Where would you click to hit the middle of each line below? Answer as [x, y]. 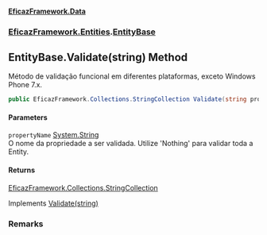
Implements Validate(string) [54, 203]
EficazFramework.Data [47, 11]
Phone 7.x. [25, 85]
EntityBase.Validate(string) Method [98, 57]
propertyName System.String [54, 135]
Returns [22, 170]
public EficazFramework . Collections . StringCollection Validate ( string [128, 99]
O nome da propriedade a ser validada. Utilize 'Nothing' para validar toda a [131, 144]
